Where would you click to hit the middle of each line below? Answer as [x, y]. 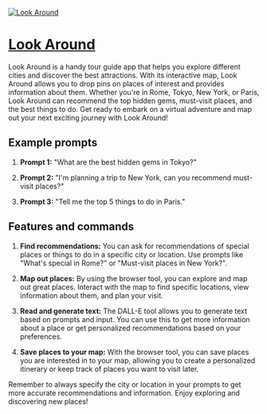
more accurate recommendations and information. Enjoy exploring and [124, 392]
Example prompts [53, 143]
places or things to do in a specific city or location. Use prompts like [132, 254]
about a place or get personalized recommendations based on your [130, 328]
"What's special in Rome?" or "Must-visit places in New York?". [123, 263]
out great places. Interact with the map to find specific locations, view [134, 287]
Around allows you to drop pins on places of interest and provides [116, 83]
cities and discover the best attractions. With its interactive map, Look [123, 75]
